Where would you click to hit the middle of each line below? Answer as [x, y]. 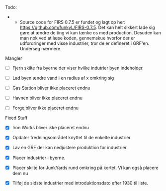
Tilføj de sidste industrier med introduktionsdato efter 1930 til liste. [80, 183]
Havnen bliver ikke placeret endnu [47, 98]
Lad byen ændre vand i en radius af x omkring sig [63, 78]
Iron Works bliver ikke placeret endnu [51, 128]
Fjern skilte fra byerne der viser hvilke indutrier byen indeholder [78, 68]
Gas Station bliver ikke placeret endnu [51, 88]
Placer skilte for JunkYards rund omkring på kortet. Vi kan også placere [85, 168]
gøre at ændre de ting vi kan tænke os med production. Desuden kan [90, 33]
